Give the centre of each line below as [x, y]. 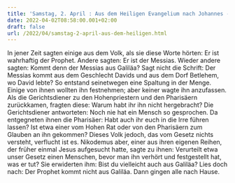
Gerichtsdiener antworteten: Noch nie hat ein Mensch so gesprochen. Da [113, 112]
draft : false [26, 27]
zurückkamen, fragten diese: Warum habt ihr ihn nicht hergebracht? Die [111, 105]
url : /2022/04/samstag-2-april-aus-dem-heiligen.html [87, 33]
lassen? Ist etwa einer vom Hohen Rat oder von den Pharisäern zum [105, 127]
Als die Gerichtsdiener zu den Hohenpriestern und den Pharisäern [102, 98]
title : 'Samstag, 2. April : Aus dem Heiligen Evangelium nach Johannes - [119, 14]
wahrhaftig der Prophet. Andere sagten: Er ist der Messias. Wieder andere [114, 61]
